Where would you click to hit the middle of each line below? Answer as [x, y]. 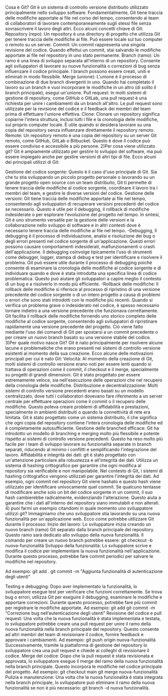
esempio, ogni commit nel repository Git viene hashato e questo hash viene [83, 481]
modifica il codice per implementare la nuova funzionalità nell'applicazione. [83, 551]
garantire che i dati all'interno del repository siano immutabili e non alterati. [82, 503]
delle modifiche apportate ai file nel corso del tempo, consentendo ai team [82, 18]
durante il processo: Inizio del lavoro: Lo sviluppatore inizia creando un [78, 524]
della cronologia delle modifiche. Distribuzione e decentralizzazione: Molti [81, 385]
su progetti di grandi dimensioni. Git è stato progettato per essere [73, 375]
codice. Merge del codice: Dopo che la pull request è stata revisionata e [79, 656]
